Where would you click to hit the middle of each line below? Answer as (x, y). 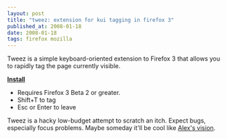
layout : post (26, 13)
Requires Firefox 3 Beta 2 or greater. (69, 93)
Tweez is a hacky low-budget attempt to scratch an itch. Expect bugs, (107, 120)
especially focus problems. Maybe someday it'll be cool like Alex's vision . (111, 128)
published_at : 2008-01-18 (44, 26)
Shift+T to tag (37, 100)
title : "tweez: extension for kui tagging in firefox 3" (91, 20)
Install (16, 79)
